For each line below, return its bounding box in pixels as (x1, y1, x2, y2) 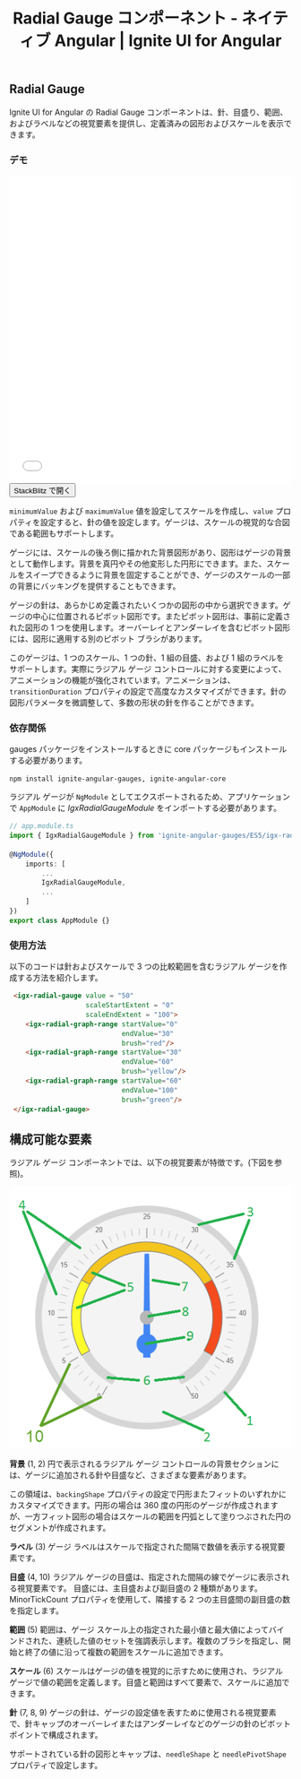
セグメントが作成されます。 (9, 1522, 111, 1533)
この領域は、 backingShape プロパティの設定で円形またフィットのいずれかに (9, 1489, 287, 1499)
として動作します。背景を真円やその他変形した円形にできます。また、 (9, 557, 267, 569)
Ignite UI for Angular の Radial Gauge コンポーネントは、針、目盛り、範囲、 (9, 107, 288, 117)
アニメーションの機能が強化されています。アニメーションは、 (9, 674, 236, 686)
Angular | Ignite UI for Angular (54, 30, 282, 51)
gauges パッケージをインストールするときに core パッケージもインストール (9, 744, 288, 755)
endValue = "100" (121, 1085, 178, 1094)
